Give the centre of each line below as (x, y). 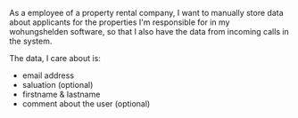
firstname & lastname (61, 94)
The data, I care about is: (55, 58)
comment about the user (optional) (86, 104)
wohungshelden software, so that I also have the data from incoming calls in (149, 31)
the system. (31, 41)
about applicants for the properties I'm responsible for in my (120, 22)
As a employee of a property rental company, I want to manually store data (146, 13)
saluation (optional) (58, 85)
